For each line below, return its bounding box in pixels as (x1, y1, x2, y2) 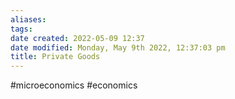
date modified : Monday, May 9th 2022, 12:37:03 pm (10, 42, 226, 53)
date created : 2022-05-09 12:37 (10, 33, 145, 43)
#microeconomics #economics (10, 79, 138, 91)
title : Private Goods (10, 52, 101, 62)
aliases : (10, 14, 47, 25)
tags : (10, 24, 33, 34)
